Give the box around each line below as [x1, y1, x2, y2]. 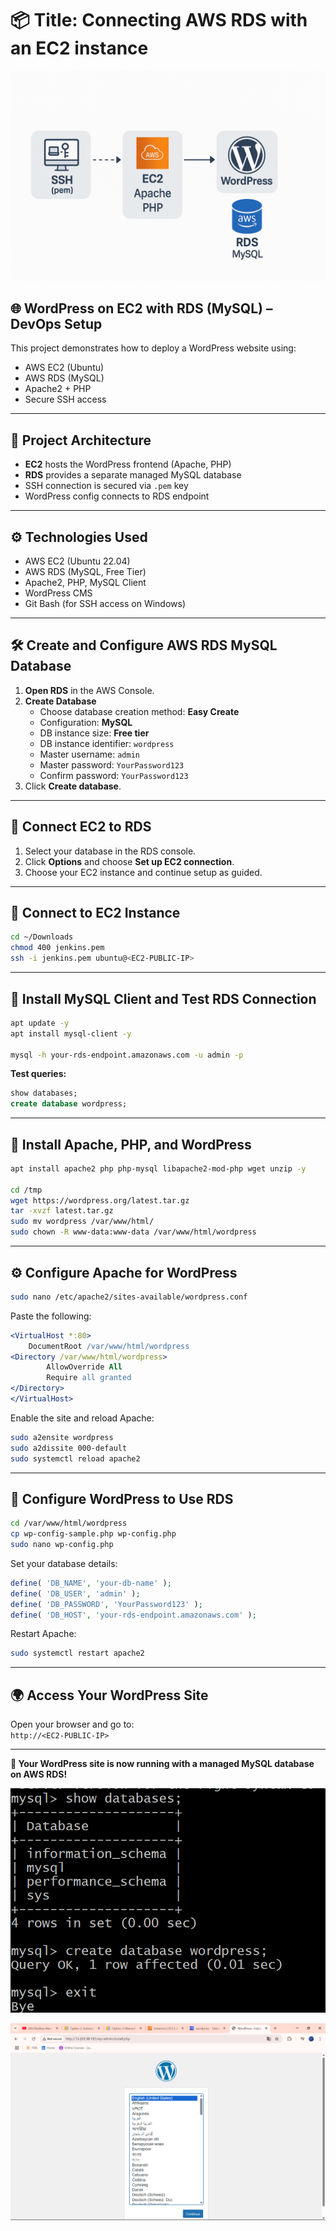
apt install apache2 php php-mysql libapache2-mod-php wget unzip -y [10, 1163, 307, 1174]
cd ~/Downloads [10, 932, 74, 942]
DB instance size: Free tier [39, 727, 150, 739]
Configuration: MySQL [39, 716, 133, 728]
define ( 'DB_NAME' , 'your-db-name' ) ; [10, 1578, 172, 1588]
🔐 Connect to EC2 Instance [10, 905, 181, 922]
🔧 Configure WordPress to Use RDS [10, 1490, 234, 1507]
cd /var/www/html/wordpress [10, 1518, 128, 1529]
